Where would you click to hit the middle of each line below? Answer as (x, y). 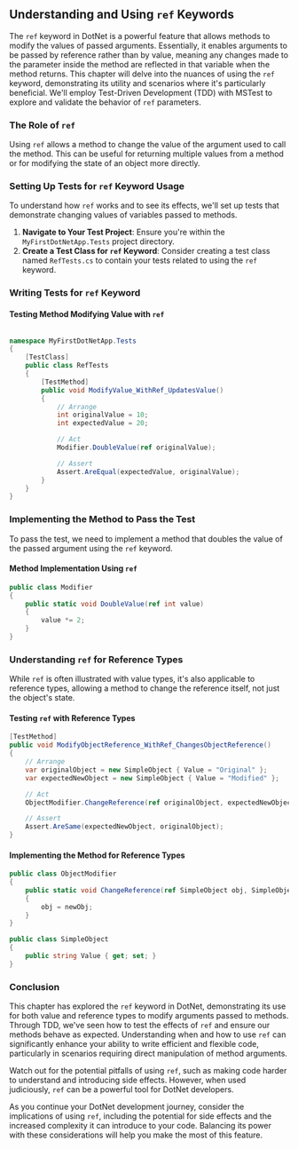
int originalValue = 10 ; (102, 415)
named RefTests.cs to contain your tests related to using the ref (139, 260)
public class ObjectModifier (63, 874)
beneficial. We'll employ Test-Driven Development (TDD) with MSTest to (141, 92)
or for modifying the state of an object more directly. (105, 163)
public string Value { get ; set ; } (91, 956)
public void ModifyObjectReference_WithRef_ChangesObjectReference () (141, 745)
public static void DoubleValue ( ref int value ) (114, 604)
